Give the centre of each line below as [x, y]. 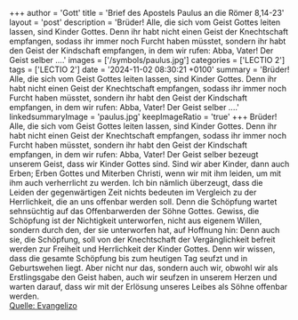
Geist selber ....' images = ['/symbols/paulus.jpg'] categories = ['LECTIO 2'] [147, 60]
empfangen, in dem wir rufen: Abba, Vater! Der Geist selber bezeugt [134, 154]
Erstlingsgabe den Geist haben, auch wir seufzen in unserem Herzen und [143, 277]
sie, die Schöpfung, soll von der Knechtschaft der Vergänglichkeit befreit [142, 240]
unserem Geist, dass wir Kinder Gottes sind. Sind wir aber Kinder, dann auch [149, 164]
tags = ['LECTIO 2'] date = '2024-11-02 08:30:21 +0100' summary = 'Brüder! [149, 69]
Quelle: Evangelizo [43, 305]
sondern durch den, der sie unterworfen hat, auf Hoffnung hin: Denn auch [145, 230]
